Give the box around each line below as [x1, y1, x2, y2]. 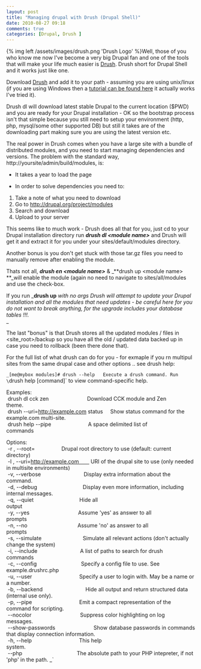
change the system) [6, 541, 56, 548]
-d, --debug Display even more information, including [7, 484, 184, 491]
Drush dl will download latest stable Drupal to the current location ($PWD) [6, 103, 189, 110]
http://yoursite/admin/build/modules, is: [6, 159, 104, 167]
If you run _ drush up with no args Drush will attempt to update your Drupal [6, 292, 191, 300]
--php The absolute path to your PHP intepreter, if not [7, 650, 194, 657]
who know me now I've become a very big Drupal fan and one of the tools [6, 54, 189, 61]
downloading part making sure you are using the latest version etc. [6, 129, 172, 136]
